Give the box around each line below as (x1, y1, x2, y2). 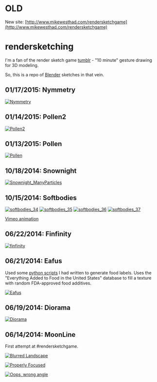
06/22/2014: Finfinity (5, 230, 72, 238)
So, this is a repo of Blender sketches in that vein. (5, 71, 105, 78)
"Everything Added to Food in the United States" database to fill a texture (5, 275, 152, 281)
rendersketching (5, 41, 74, 52)
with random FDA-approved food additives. (5, 280, 91, 286)
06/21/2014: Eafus (5, 257, 62, 265)
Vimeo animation (5, 216, 39, 221)
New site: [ (5, 19, 27, 25)
